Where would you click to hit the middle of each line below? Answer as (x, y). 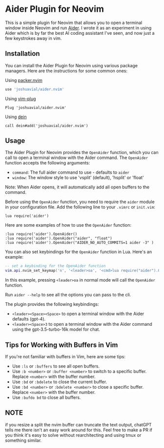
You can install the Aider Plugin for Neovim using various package (72, 65)
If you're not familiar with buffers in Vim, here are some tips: (65, 356)
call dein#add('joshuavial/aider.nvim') (47, 126)
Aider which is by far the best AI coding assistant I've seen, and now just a (80, 33)
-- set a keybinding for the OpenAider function (55, 266)
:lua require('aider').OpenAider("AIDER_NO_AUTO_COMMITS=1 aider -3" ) (79, 243)
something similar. (23, 440)
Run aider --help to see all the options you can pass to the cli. (68, 295)
